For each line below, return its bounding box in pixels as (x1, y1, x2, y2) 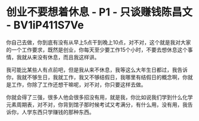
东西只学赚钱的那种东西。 (31, 108, 95, 116)
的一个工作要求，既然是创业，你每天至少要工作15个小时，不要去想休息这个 (6, 46, 188, 53)
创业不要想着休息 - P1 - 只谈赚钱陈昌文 (6, 5, 192, 19)
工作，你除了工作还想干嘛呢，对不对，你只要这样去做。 (11, 81, 146, 88)
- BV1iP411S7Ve (6, 18, 84, 32)
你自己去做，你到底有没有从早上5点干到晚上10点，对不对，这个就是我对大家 (6, 39, 191, 46)
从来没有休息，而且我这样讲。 (26, 53, 99, 60)
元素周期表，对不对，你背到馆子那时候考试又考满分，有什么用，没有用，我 (6, 101, 188, 108)
